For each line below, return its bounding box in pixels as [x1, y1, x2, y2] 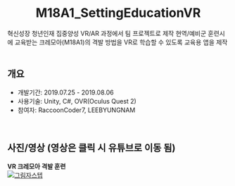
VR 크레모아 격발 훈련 [7, 162, 66, 170]
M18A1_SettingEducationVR [35, 5, 201, 21]
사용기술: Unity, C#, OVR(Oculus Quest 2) [17, 97, 137, 105]
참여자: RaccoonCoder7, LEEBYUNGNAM [17, 106, 136, 114]
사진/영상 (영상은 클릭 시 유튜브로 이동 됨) [7, 142, 176, 154]
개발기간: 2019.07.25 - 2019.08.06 [17, 88, 114, 97]
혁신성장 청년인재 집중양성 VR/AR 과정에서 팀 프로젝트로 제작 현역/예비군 [7, 29, 207, 37]
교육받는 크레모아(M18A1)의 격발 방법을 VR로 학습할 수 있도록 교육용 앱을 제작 [14, 37, 228, 46]
